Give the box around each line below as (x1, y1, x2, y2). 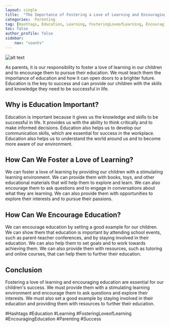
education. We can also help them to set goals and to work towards (5, 240, 146, 246)
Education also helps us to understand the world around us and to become (5, 135, 161, 141)
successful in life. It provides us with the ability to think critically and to (5, 119, 153, 125)
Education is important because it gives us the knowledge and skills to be (5, 114, 158, 120)
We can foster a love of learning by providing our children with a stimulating (5, 169, 163, 175)
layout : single (5, 7, 37, 13)
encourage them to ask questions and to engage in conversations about (5, 185, 155, 191)
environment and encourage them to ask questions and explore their (5, 290, 148, 296)
